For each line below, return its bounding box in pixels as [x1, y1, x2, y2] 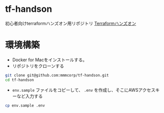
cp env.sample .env [5, 103, 45, 108]
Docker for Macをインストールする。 [12, 57, 87, 63]
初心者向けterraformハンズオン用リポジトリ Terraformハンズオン [5, 20, 136, 26]
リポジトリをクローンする [12, 63, 65, 69]
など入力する [16, 93, 43, 99]
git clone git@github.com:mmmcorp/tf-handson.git [5, 73, 109, 77]
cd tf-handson [5, 77, 34, 82]
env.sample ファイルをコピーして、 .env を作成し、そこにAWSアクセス [12, 87, 156, 93]
